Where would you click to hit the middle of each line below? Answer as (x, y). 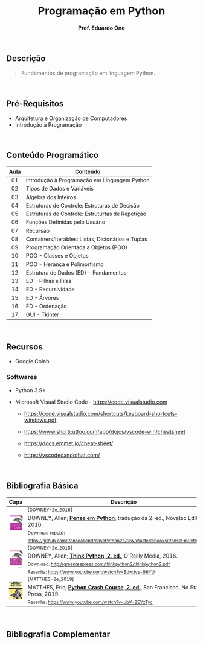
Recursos (25, 347)
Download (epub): (46, 533)
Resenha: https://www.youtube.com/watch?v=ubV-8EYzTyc (90, 602)
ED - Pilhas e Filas (49, 281)
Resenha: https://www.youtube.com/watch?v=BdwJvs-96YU (91, 572)
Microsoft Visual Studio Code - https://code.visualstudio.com (91, 402)
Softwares (22, 377)
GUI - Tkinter (43, 314)
